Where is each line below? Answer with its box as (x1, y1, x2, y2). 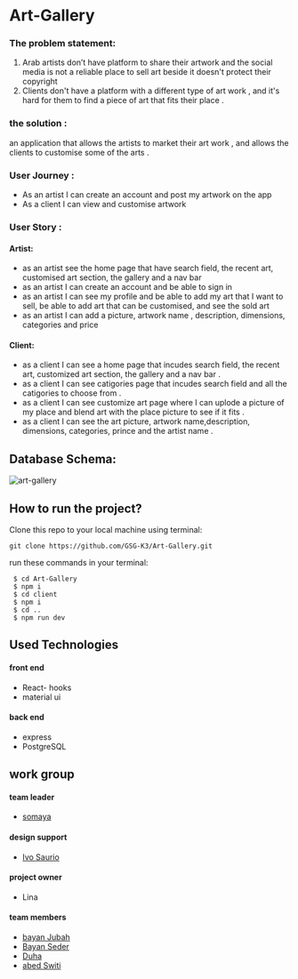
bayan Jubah (21, 932, 71, 943)
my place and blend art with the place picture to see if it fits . (21, 406, 245, 418)
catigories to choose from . (21, 388, 122, 398)
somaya (21, 811, 52, 823)
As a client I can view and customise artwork (21, 199, 187, 210)
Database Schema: (9, 451, 117, 467)
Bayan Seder (21, 942, 69, 952)
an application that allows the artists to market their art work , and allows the (9, 137, 289, 148)
